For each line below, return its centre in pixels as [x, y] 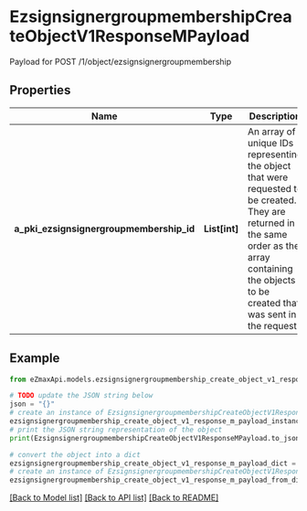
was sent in [272, 314]
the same [267, 234]
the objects [271, 280]
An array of [271, 132]
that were [268, 177]
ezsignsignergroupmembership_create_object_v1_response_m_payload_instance [157, 421]
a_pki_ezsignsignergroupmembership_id [105, 229]
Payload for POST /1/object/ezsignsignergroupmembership [121, 61]
